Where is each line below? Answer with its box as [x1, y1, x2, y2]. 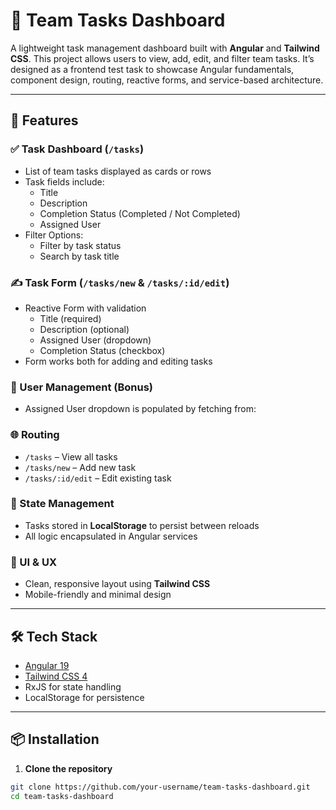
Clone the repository [24, 762, 113, 774]
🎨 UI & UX [10, 555, 57, 569]
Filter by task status [39, 239, 122, 251]
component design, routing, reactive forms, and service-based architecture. [10, 74, 324, 86]
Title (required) [39, 312, 102, 324]
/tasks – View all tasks [24, 450, 118, 463]
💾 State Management [10, 497, 115, 511]
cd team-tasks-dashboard [10, 791, 114, 801]
